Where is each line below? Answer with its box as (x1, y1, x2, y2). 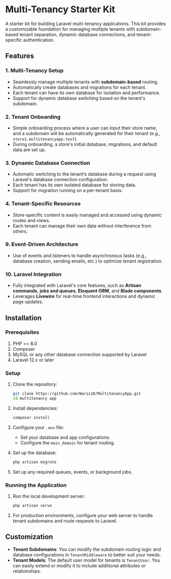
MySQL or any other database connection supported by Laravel (12, 351, 147, 357)
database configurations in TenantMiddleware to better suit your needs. (12, 551, 161, 557)
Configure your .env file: (12, 424, 64, 431)
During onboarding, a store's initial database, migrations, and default (12, 141, 157, 147)
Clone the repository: (12, 381, 58, 388)
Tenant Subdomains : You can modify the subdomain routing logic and (12, 546, 161, 552)
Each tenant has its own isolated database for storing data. (12, 182, 136, 188)
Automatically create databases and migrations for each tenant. (12, 84, 146, 90)
